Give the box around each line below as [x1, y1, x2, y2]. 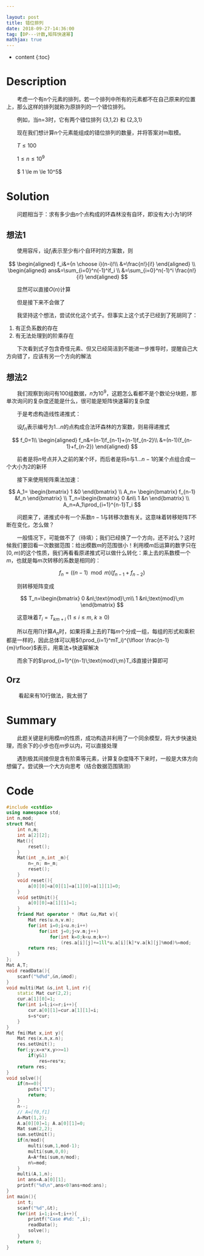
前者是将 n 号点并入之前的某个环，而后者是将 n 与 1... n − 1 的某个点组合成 [16, 455, 191, 462]
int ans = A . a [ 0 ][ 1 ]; [17, 1176, 67, 1183]
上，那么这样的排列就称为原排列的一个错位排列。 [6, 103, 129, 111]
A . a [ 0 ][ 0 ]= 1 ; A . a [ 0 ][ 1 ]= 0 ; [17, 1120, 86, 1127]
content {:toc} [15, 53, 50, 61]
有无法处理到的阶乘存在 [15, 332, 74, 340]
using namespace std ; [6, 810, 61, 816]
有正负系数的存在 [15, 324, 58, 332]
